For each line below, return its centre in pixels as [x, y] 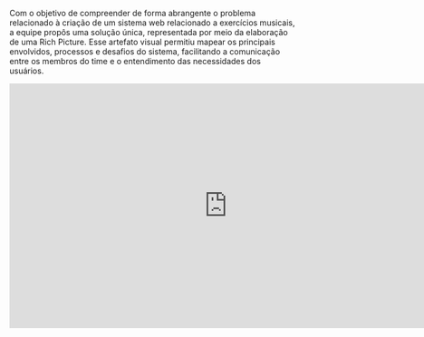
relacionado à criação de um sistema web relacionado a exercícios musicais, [152, 23]
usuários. [27, 71]
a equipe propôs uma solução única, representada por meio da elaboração [149, 32]
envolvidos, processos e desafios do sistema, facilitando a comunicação [145, 52]
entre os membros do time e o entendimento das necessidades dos [135, 61]
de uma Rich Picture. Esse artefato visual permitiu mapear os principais [143, 42]
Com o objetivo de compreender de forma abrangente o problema [133, 13]
